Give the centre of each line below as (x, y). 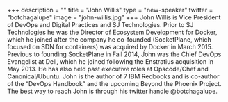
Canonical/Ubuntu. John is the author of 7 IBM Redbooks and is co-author (114, 76)
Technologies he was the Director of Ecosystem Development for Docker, (112, 32)
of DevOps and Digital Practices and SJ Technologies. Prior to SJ (100, 25)
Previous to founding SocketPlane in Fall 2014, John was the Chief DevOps (114, 54)
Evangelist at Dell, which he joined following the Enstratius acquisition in (111, 61)
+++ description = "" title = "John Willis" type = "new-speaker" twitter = (110, 10)
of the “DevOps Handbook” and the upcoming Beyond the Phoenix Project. (114, 84)
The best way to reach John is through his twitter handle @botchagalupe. (112, 91)
